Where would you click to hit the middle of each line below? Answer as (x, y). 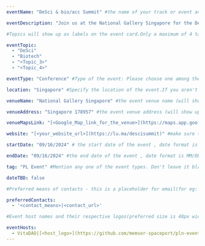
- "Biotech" (27, 56)
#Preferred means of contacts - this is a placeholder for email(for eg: (102, 189)
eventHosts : (21, 228)
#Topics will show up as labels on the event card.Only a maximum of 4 (99, 34)
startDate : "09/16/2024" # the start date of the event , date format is (102, 145)
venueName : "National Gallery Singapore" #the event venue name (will (98, 101)
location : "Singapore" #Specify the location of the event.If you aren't (102, 90)
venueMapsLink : (26, 123)
